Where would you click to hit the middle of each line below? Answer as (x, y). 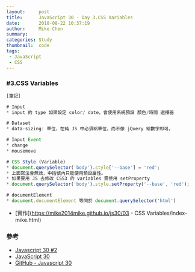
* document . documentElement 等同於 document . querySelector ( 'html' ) (91, 201)
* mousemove (21, 151)
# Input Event (24, 140)
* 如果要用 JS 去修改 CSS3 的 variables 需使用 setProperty (78, 179)
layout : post (28, 12)
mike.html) (28, 220)
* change (17, 145)
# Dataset (19, 123)
